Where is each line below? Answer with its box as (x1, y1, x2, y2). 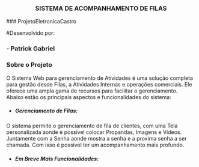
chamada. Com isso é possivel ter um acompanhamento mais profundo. (6, 141, 185, 148)
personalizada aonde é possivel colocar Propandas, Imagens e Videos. (6, 129, 182, 136)
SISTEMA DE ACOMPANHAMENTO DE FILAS (35, 4, 167, 13)
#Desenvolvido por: (6, 29, 55, 37)
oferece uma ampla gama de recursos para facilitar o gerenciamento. (6, 87, 178, 94)
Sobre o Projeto (6, 61, 52, 69)
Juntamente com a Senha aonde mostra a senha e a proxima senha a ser (6, 135, 187, 142)
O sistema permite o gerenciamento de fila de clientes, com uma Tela (6, 122, 178, 130)
